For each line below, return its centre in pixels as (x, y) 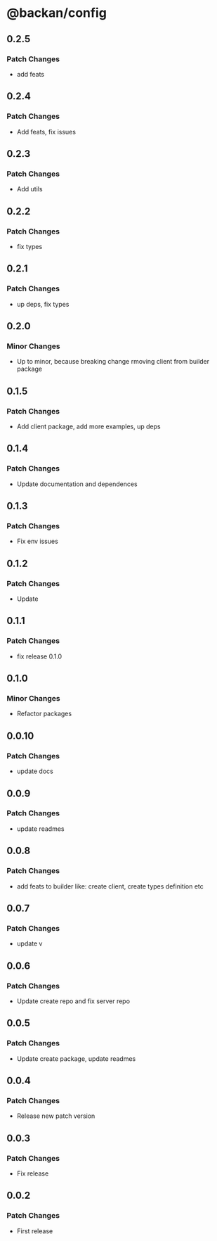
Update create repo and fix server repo (73, 1001)
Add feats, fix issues (46, 132)
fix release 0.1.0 (39, 656)
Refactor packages (44, 714)
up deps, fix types (43, 304)
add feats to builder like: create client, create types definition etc (110, 886)
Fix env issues (38, 541)
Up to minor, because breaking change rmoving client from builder (113, 362)
